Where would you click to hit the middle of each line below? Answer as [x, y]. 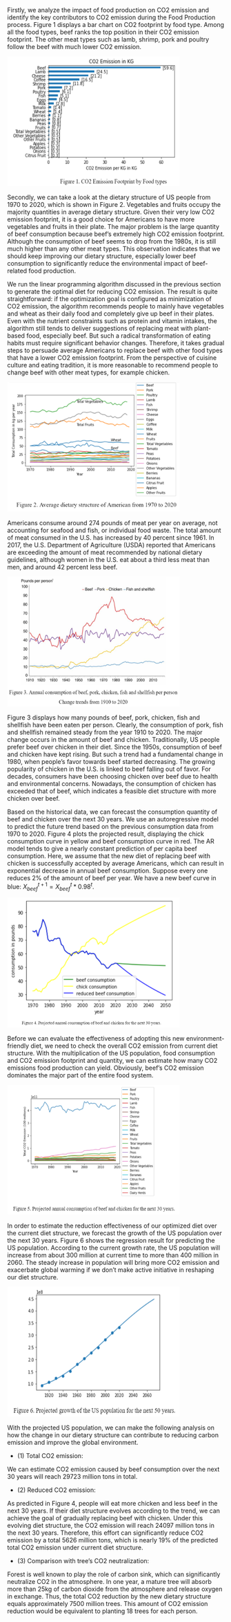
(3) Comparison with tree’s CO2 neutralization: [83, 1561]
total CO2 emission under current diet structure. [75, 1548]
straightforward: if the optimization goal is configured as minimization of [110, 299]
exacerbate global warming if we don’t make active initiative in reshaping [111, 1270]
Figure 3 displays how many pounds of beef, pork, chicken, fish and [103, 718]
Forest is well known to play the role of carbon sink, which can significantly [114, 1574]
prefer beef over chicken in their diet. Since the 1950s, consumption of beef [115, 747]
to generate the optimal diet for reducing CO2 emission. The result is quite [113, 291]
